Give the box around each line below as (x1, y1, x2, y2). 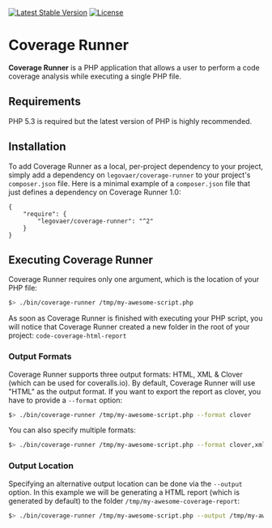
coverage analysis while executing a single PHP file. (8, 71, 182, 81)
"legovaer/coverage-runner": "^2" (37, 217, 154, 225)
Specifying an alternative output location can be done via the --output (8, 479, 243, 488)
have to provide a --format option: (8, 395, 123, 405)
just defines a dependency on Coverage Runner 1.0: (8, 187, 181, 197)
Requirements (8, 95, 81, 109)
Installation (8, 140, 66, 154)
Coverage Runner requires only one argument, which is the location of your (8, 275, 260, 284)
